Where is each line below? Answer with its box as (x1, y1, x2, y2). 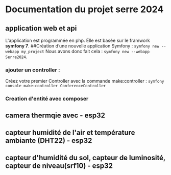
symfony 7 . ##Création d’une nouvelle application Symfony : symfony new (5, 43, 160, 49)
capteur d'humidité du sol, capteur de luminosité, (5, 154, 166, 162)
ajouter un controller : (5, 66, 60, 73)
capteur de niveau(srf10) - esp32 (5, 162, 113, 170)
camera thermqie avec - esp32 (5, 111, 106, 119)
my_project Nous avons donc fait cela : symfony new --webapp (21, 48, 150, 54)
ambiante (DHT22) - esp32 (5, 136, 92, 145)
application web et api (5, 24, 77, 33)
